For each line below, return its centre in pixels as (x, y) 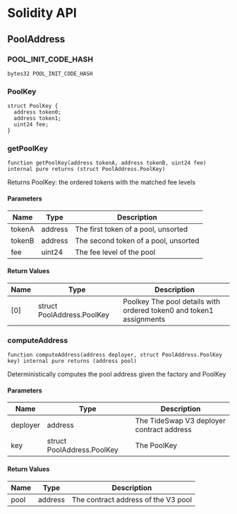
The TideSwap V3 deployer (180, 421)
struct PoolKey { (33, 106)
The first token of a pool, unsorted (132, 229)
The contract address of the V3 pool (132, 499)
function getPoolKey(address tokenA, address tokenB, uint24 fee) (107, 163)
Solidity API (42, 13)
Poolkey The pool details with (172, 301)
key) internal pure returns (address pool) (72, 361)
